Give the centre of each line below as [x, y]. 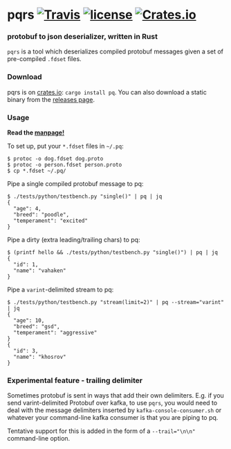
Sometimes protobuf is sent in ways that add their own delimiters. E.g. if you [116, 396]
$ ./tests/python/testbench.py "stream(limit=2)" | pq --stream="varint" [116, 303]
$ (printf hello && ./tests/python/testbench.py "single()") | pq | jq [112, 253]
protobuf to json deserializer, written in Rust [82, 37]
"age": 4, [27, 209]
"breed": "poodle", [41, 215]
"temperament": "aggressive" [55, 333]
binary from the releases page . [51, 99]
